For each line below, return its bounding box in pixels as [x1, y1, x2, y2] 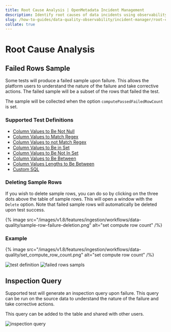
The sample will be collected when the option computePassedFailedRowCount [5, 98, 163, 105]
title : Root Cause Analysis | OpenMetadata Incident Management [5, 7, 145, 13]
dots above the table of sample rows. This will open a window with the [5, 196, 153, 202]
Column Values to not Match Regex [12, 139, 87, 145]
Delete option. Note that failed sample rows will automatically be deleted [5, 201, 157, 207]
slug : [5, 17, 17, 22]
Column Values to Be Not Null [12, 128, 75, 134]
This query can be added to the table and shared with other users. [5, 311, 144, 317]
